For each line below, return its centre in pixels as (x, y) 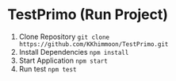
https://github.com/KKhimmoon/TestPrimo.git (94, 44)
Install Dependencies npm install (74, 52)
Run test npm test (48, 68)
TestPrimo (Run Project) (88, 15)
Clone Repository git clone (64, 37)
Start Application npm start (63, 60)
